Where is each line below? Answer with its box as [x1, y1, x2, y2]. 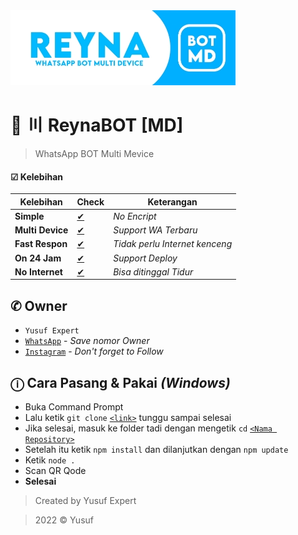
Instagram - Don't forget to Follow [24, 345, 164, 358]
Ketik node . [24, 454, 76, 466]
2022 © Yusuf [34, 514, 94, 526]
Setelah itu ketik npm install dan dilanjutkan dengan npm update [24, 444, 289, 456]
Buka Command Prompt [24, 401, 124, 413]
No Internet [14, 265, 63, 278]
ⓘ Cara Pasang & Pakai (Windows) [10, 374, 231, 391]
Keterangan [147, 195, 198, 208]
